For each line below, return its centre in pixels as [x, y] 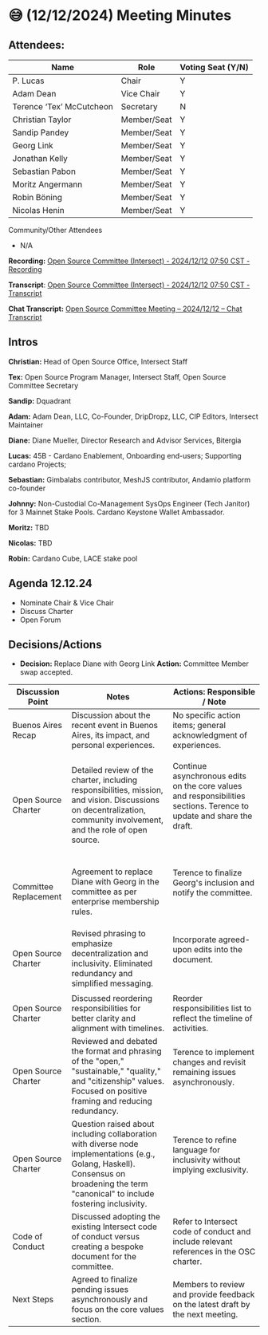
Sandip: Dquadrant [40, 400]
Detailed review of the [112, 770]
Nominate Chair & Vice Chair [67, 603]
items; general [199, 726]
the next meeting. [205, 1314]
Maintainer [26, 424]
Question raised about [113, 1124]
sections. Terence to [211, 806]
